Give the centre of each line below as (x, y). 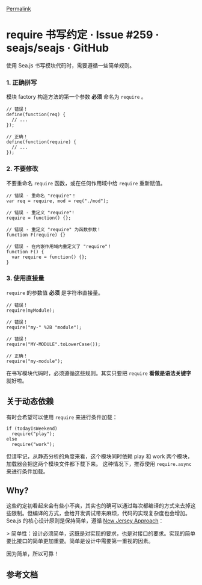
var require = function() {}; (49, 257)
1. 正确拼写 (22, 82)
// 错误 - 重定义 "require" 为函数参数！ (54, 229)
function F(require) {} (36, 235)
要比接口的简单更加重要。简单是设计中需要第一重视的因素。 (80, 541)
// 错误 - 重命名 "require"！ (41, 196)
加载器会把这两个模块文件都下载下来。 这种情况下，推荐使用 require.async (99, 463)
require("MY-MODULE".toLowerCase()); (54, 344)
